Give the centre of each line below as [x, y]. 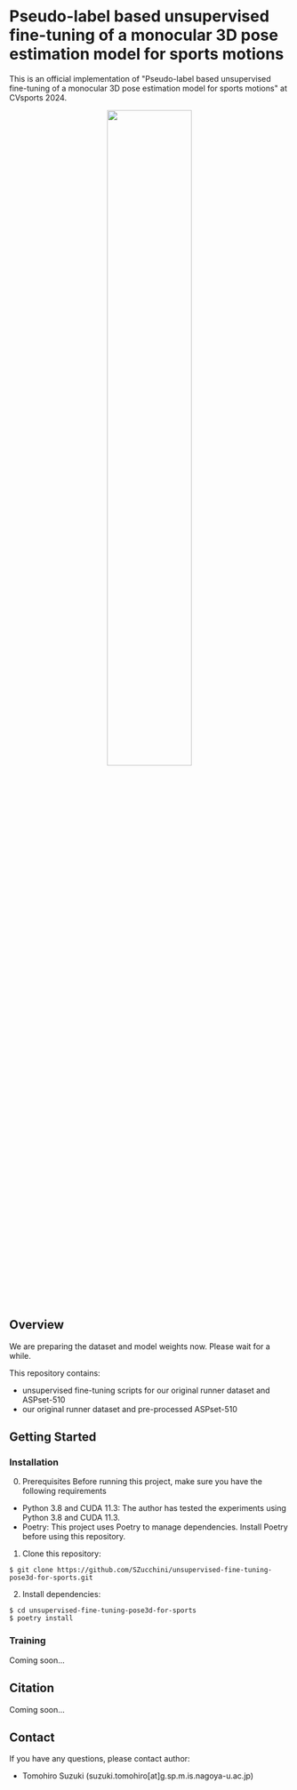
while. [20, 1355]
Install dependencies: [61, 1594]
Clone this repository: [61, 1554]
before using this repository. [74, 1537]
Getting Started [53, 1437]
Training [28, 1641]
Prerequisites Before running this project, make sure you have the [142, 1482]
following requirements [64, 1491]
